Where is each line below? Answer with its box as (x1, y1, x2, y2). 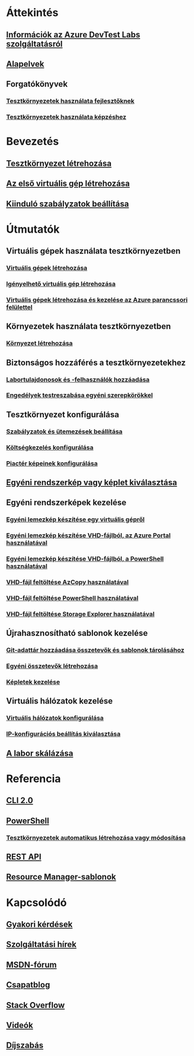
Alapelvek (6, 59, 44, 69)
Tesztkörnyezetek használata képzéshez (6, 113, 126, 121)
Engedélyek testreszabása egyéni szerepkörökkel (6, 391, 153, 399)
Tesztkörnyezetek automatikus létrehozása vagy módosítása (6, 833, 186, 842)
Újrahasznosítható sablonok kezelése (6, 628, 148, 638)
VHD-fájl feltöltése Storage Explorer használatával (6, 610, 155, 618)
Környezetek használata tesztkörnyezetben (6, 321, 171, 332)
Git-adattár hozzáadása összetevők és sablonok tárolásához (6, 646, 185, 654)
